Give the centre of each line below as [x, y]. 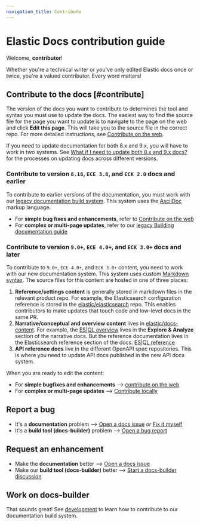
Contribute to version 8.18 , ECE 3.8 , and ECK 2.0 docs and [90, 174]
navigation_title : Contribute [44, 12]
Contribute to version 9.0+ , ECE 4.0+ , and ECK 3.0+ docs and [94, 247]
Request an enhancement [55, 449]
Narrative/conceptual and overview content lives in [80, 323]
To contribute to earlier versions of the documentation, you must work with [98, 194]
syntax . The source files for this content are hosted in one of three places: [97, 280]
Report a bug [31, 410]
